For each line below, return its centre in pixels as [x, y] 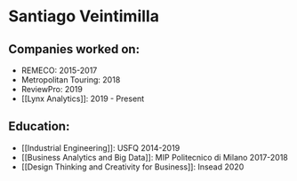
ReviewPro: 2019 [52, 89]
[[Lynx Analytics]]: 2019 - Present [83, 98]
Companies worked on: [74, 49]
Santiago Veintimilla [84, 16]
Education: [39, 126]
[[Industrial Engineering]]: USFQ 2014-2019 [100, 147]
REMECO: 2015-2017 [59, 70]
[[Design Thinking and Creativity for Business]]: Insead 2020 [132, 167]
